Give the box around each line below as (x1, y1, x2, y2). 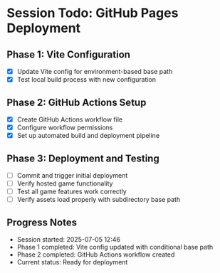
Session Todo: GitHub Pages (6, 5, 179, 21)
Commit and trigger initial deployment (16, 171, 128, 179)
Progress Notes (6, 216, 78, 228)
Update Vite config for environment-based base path (16, 68, 173, 75)
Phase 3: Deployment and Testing (6, 152, 159, 164)
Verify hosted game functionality (16, 179, 113, 188)
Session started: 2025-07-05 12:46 (16, 235, 120, 243)
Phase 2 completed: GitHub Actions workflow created (16, 250, 175, 259)
